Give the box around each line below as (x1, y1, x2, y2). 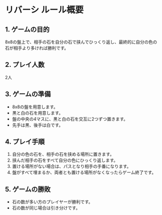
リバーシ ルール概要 (5, 4, 84, 16)
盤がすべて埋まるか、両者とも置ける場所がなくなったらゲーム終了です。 (12, 169, 157, 175)
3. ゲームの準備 (5, 90, 51, 99)
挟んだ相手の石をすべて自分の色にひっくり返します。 (12, 157, 118, 163)
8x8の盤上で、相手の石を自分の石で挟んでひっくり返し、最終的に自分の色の (5, 39, 157, 45)
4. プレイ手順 (5, 138, 45, 146)
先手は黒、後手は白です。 (12, 122, 63, 128)
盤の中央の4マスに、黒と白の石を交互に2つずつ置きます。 (12, 116, 128, 122)
